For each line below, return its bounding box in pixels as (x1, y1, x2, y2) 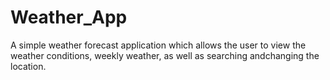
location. (10, 60, 47, 72)
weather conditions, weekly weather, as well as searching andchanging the (10, 49, 320, 61)
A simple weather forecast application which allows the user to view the (10, 39, 307, 51)
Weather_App (10, 6, 128, 29)
